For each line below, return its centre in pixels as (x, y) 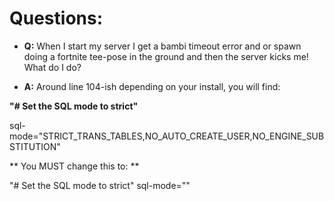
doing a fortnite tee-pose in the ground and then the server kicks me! (166, 56)
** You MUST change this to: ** (74, 166)
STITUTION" (35, 146)
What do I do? (52, 67)
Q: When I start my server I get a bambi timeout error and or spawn (162, 46)
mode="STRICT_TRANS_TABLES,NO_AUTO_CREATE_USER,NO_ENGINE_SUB (167, 136)
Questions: (56, 18)
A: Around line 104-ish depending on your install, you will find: (152, 86)
